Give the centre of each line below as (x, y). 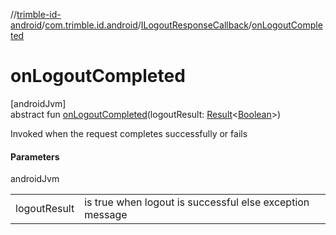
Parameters (35, 156)
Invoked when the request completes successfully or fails (129, 133)
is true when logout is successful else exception (197, 202)
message (106, 215)
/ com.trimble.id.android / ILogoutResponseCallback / (147, 25)
